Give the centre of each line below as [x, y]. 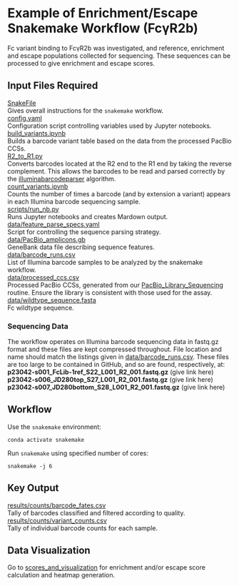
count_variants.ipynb [38, 186]
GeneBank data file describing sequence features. [81, 247]
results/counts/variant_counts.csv [57, 520]
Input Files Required [53, 86]
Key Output [33, 488]
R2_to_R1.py [25, 156]
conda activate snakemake [46, 440]
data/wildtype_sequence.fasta [52, 300]
